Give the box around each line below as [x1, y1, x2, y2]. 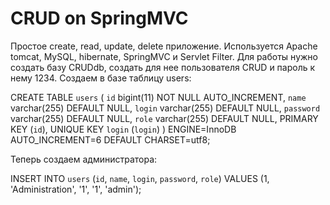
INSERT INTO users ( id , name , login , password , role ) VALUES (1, [10, 172, 270, 184]
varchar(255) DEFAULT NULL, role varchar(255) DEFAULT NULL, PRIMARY [10, 112, 319, 124]
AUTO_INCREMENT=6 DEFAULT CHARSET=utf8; [10, 133, 211, 146]
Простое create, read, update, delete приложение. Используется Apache [10, 40, 318, 52]
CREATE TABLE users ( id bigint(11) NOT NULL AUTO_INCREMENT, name [10, 91, 307, 103]
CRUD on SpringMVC [10, 7, 189, 30]
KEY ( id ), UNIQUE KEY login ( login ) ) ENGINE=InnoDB [10, 123, 237, 135]
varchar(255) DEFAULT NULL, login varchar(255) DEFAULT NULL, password [10, 102, 321, 114]
